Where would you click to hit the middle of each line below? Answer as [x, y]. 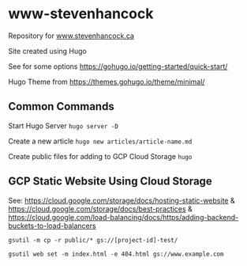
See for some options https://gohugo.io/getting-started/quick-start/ [118, 66]
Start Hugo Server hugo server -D [63, 125]
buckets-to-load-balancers [52, 226]
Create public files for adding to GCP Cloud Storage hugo [100, 156]
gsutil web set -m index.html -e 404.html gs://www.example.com [116, 254]
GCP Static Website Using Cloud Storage [110, 182]
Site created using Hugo [47, 51]
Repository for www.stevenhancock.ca [71, 36]
